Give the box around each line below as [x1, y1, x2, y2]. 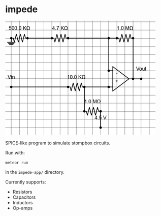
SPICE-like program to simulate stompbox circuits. [5, 140, 111, 146]
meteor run [5, 160, 28, 165]
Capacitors [12, 194, 36, 200]
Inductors [12, 199, 33, 205]
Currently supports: [5, 179, 46, 185]
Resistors [12, 189, 33, 195]
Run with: [5, 149, 25, 156]
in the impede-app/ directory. [5, 169, 65, 175]
